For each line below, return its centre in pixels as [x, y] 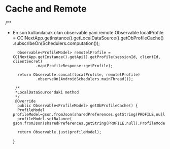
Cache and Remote [46, 9]
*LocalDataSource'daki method [47, 92]
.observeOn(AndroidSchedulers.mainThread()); [84, 79]
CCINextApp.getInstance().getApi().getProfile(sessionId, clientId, [87, 57]
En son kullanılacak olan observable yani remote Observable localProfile [88, 32]
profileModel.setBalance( [45, 119]
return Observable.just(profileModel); [59, 132]
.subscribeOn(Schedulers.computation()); [56, 43]
